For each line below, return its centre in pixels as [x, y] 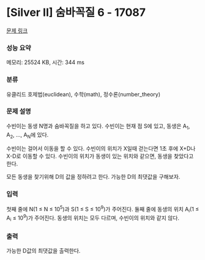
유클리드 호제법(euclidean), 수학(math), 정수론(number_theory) [84, 94]
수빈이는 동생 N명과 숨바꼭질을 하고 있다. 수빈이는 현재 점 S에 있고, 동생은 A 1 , [98, 127]
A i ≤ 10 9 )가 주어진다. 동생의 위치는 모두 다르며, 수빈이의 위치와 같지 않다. [93, 218]
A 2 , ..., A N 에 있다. [28, 135]
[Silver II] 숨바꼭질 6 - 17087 [76, 13]
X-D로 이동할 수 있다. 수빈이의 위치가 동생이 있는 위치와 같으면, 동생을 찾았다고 [100, 156]
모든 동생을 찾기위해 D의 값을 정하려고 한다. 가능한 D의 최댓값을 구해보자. [93, 177]
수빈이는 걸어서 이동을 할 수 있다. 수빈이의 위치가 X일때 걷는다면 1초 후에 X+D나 [101, 149]
